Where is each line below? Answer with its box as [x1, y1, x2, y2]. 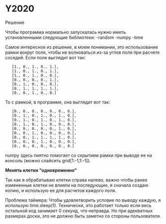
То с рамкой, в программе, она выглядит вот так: [5, 99, 110, 105]
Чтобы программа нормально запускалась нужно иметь [5, 29, 126, 35]
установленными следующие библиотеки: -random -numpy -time [5, 34, 143, 40]
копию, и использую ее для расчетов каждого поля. [5, 187, 117, 193]
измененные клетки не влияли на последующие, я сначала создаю [5, 182, 149, 188]
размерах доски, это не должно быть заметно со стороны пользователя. [5, 213, 162, 219]
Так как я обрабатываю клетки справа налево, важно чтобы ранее [5, 177, 148, 183]
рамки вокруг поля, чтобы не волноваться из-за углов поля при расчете [5, 49, 160, 55]
